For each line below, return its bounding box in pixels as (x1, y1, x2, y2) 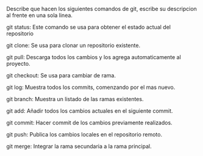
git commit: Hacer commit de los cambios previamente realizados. (6, 119, 173, 126)
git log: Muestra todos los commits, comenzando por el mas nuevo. (6, 83, 176, 91)
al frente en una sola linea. (6, 12, 73, 19)
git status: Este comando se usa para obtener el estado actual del (6, 24, 171, 30)
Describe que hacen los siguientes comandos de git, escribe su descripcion (6, 5, 197, 12)
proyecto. (6, 60, 30, 67)
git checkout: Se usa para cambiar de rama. (6, 72, 116, 79)
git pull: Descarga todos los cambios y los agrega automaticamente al (6, 54, 181, 60)
